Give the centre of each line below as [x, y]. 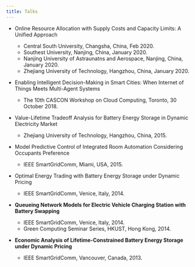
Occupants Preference [42, 153]
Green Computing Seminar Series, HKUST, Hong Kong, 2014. [97, 228]
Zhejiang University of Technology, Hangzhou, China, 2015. [95, 135]
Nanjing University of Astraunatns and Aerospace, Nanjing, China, [103, 58]
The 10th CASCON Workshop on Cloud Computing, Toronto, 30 [100, 100]
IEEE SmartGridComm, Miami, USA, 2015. [73, 164]
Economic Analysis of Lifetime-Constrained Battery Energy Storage [99, 240]
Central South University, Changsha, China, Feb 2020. [89, 46]
